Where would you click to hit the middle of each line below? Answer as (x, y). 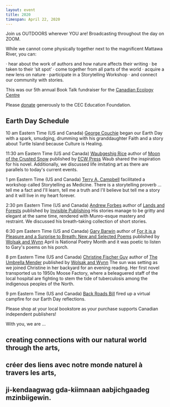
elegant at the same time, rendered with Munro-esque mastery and (75, 216)
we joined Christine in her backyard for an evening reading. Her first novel (82, 268)
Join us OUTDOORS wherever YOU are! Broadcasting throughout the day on (85, 34)
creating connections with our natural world (76, 340)
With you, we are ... (26, 324)
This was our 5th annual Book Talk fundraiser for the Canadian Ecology (80, 90)
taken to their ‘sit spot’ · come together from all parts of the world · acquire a (85, 69)
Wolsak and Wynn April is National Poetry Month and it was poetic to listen (83, 242)
